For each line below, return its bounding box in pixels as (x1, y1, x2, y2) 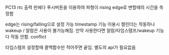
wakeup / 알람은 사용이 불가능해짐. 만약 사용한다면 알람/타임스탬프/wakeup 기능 (5, 27, 164, 33)
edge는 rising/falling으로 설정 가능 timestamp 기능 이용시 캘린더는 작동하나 (5, 21, 155, 27)
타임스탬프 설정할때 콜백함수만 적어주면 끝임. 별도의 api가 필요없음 (5, 44, 136, 50)
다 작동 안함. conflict (5, 34, 47, 39)
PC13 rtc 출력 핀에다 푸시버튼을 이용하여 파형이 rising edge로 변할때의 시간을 (5, 4, 158, 10)
